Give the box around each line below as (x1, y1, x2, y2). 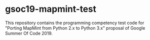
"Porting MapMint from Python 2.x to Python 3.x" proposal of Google (5, 25, 146, 31)
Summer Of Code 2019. (5, 30, 53, 36)
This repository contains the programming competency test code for (5, 20, 145, 26)
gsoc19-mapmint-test (5, 3, 96, 15)
